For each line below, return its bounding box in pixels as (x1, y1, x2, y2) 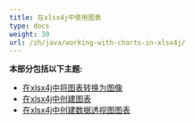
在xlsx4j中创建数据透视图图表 (21, 104, 131, 116)
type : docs (9, 21, 50, 30)
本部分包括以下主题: (9, 63, 83, 74)
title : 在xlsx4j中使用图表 (9, 12, 102, 22)
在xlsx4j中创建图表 (21, 94, 92, 104)
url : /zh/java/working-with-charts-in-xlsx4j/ (9, 37, 186, 47)
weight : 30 (9, 29, 50, 38)
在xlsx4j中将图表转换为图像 (21, 82, 123, 94)
